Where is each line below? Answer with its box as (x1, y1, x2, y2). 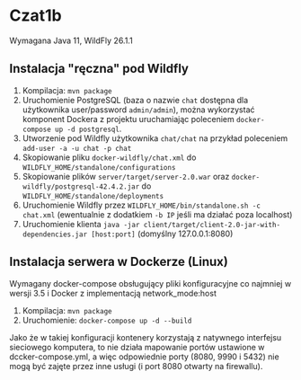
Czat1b (9, 5, 62, 26)
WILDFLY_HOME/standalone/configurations (22, 163, 176, 172)
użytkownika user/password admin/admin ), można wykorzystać (22, 104, 255, 115)
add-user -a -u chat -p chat (22, 144, 132, 153)
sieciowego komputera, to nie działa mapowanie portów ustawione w (9, 341, 265, 352)
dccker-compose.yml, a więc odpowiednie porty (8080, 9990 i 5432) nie (9, 351, 280, 362)
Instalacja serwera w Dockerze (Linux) (9, 254, 229, 270)
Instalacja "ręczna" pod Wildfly (9, 61, 189, 76)
